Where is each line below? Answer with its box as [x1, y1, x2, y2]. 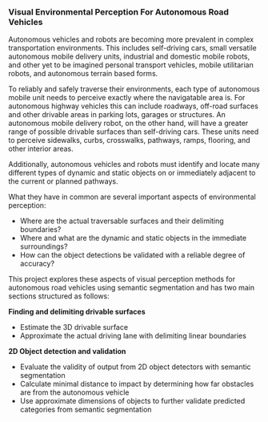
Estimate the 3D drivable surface [19, 323, 129, 332]
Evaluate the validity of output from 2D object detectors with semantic [19, 362, 251, 371]
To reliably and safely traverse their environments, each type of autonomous [8, 84, 260, 94]
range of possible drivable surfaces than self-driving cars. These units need [8, 127, 259, 136]
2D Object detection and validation [8, 347, 126, 356]
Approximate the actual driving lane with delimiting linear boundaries [19, 331, 246, 341]
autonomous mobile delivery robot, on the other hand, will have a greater [8, 119, 249, 128]
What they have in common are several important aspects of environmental [8, 192, 256, 202]
